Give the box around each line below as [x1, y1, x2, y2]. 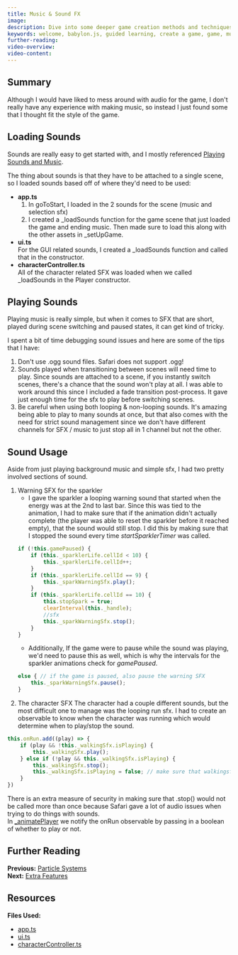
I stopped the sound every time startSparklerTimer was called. [28, 532, 211, 540]
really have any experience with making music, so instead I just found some [7, 102, 228, 111]
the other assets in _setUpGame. [28, 230, 124, 239]
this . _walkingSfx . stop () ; [33, 762, 110, 769]
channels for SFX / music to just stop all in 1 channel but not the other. [17, 426, 222, 434]
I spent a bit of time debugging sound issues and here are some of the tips [7, 336, 225, 345]
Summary [7, 76, 52, 89]
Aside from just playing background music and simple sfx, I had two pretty [7, 465, 225, 473]
